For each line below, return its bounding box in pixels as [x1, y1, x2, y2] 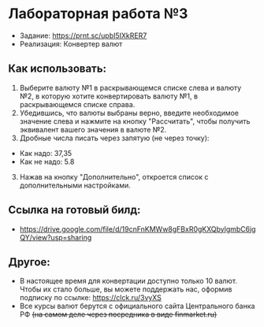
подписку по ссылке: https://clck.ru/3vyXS [19, 293, 162, 303]
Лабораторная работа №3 [8, 5, 188, 23]
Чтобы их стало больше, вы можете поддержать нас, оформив [19, 284, 232, 294]
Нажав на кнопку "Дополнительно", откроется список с [19, 172, 209, 181]
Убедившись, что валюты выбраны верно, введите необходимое [19, 108, 239, 117]
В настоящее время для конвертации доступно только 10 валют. [19, 277, 238, 286]
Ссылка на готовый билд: [8, 203, 141, 217]
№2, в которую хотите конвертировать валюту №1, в [19, 91, 199, 101]
